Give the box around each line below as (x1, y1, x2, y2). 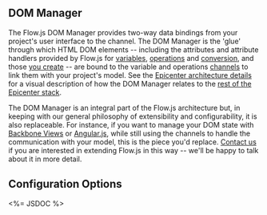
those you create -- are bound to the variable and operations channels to (8, 62, 249, 71)
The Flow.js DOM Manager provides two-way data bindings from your (8, 27, 238, 37)
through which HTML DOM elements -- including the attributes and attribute (8, 44, 259, 55)
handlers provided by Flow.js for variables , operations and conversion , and (8, 53, 254, 63)
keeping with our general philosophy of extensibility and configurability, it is (8, 112, 257, 121)
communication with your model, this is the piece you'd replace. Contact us (8, 136, 257, 147)
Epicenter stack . (8, 87, 62, 97)
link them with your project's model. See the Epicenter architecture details (8, 70, 252, 79)
